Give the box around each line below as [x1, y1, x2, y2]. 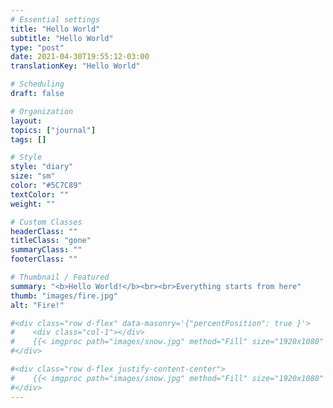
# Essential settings [10, 14, 101, 25]
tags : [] [10, 134, 47, 145]
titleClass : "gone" [10, 236, 92, 246]
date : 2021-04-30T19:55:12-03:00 [10, 52, 150, 62]
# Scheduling [10, 79, 65, 90]
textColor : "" [10, 189, 70, 200]
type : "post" [10, 42, 65, 53]
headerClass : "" [10, 226, 78, 236]
